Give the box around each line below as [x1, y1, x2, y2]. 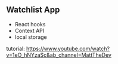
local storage [14, 33, 48, 41]
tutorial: [6, 45, 25, 52]
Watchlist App [6, 5, 60, 15]
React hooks [14, 20, 46, 28]
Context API [14, 27, 45, 34]
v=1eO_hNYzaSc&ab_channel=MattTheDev [6, 51, 112, 59]
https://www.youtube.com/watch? [26, 45, 110, 52]
